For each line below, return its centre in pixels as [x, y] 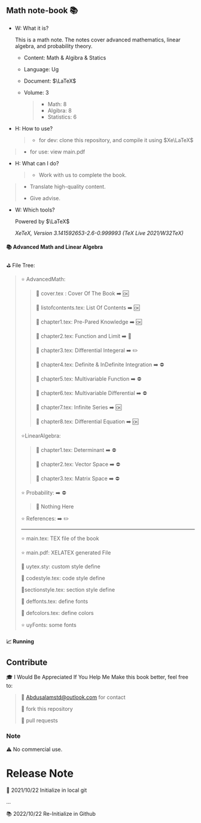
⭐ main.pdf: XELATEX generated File [66, 553]
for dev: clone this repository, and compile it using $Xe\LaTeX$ [116, 140]
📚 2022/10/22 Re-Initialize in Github [51, 813]
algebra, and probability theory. [54, 46]
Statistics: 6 [62, 117]
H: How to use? [33, 128]
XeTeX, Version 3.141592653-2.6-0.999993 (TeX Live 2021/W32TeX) [99, 233]
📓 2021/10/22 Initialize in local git [47, 790]
